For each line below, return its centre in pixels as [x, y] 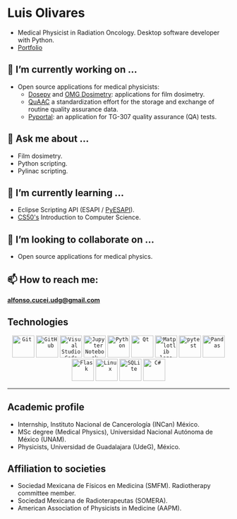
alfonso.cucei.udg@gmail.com [54, 300]
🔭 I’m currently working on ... [72, 69]
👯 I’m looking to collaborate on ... [81, 239]
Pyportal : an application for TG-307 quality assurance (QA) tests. [122, 116]
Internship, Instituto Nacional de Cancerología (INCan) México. [108, 424]
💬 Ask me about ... [48, 139]
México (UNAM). [42, 439]
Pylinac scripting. [43, 171]
